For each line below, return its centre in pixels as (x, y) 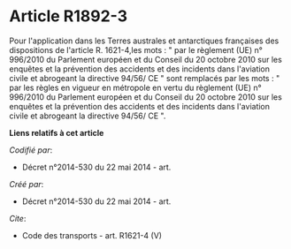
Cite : (18, 218)
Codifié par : (31, 150)
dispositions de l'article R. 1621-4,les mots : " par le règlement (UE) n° (136, 49)
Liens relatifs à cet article (57, 132)
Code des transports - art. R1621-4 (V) (92, 235)
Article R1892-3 (69, 16)
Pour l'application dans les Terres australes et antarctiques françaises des (144, 41)
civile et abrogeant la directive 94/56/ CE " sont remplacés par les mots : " (145, 78)
